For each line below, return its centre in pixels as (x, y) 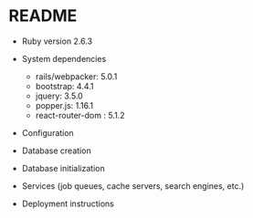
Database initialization (63, 168)
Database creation (57, 151)
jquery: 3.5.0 (59, 96)
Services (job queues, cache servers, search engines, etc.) (133, 186)
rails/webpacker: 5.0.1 (76, 76)
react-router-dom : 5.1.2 (80, 115)
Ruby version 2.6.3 (57, 41)
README (43, 16)
